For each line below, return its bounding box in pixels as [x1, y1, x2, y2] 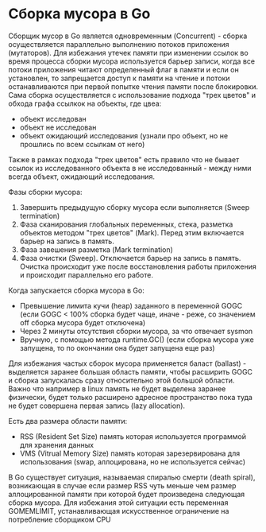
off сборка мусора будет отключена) [19, 317, 146, 327]
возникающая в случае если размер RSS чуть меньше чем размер [8, 480, 237, 490]
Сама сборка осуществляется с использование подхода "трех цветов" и [8, 90, 256, 99]
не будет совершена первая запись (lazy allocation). [8, 401, 185, 410]
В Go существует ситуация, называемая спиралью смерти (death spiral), [8, 472, 256, 482]
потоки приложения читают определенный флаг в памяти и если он [8, 64, 240, 74]
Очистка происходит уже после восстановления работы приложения [19, 262, 256, 271]
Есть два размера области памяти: [8, 416, 128, 425]
